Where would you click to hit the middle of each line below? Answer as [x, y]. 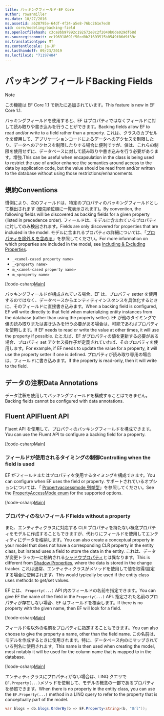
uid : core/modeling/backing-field [40, 28]
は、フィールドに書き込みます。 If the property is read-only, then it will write [81, 360]
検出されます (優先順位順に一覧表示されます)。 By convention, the [75, 209]
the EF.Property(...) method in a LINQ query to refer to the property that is [81, 694]
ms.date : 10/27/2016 [26, 19]
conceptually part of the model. [37, 700]
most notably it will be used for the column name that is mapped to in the [78, 652]
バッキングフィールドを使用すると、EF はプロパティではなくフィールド [76, 121]
